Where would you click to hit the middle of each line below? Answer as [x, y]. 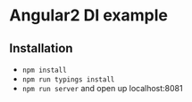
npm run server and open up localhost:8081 [102, 88]
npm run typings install [68, 80]
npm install [44, 70]
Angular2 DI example [88, 16]
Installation [41, 48]
